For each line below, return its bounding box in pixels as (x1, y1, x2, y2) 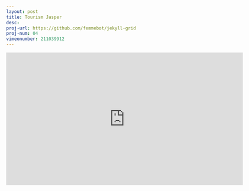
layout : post (6, 8, 38, 15)
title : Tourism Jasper (6, 14, 62, 20)
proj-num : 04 (6, 31, 38, 37)
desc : (6, 19, 20, 25)
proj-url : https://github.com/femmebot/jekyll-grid (6, 25, 136, 31)
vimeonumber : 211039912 (6, 36, 65, 42)
